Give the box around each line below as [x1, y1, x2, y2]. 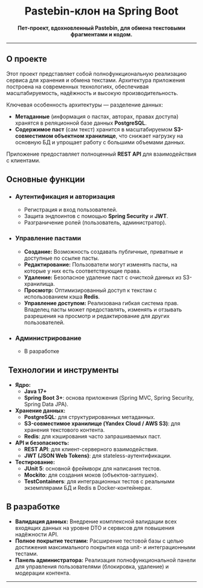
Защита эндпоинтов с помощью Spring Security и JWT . [24, 213, 169, 220]
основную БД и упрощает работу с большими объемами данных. [14, 138, 185, 146]
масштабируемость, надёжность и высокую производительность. [6, 89, 178, 96]
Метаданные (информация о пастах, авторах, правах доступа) [14, 113, 179, 120]
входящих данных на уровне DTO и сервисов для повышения [14, 524, 175, 531]
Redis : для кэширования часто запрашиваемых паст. [24, 432, 162, 440]
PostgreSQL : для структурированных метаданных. [24, 413, 156, 420]
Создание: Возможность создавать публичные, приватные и [24, 248, 183, 255]
